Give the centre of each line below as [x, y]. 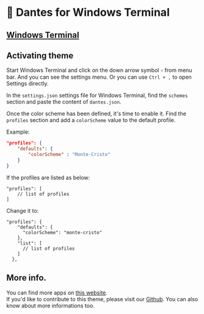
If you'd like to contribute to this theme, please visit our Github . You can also [102, 299]
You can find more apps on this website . [57, 293]
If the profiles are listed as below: [48, 177]
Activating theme [40, 55]
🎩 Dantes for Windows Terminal [88, 12]
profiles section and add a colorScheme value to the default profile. [91, 120]
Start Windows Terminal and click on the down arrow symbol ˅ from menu [99, 70]
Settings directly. [27, 84]
